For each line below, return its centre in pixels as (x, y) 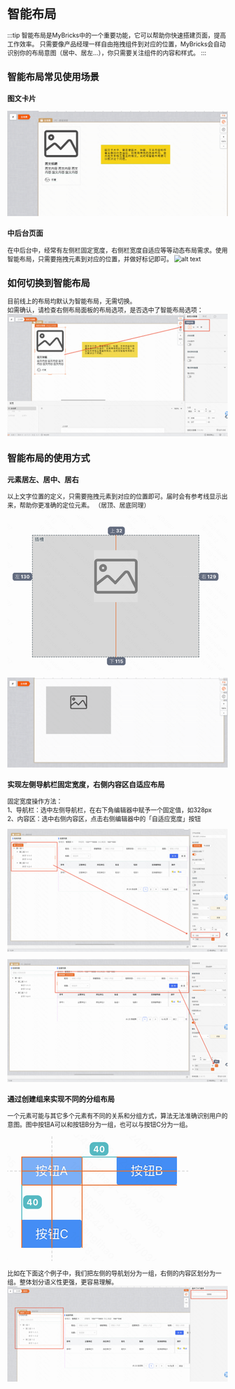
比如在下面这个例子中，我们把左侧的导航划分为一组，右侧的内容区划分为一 (114, 1273)
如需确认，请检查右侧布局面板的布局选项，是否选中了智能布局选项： (105, 310)
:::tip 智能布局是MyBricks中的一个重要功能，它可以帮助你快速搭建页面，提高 (117, 35)
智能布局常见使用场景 (53, 77)
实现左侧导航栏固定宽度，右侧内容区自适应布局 (86, 785)
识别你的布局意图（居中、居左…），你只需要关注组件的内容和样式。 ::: (107, 53)
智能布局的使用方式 (49, 458)
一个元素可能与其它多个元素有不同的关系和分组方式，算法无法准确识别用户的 (117, 1116)
